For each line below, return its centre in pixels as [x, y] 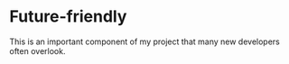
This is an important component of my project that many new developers [144, 41]
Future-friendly [68, 17]
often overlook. [37, 50]
